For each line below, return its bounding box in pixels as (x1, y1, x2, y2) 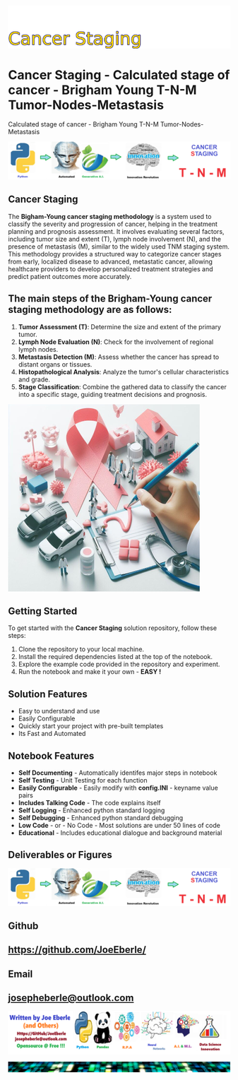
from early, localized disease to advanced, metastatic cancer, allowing (8, 257, 213, 266)
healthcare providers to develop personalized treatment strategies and (8, 264, 213, 273)
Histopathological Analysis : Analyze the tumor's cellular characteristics (18, 367, 229, 376)
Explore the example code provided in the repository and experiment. (18, 660, 220, 669)
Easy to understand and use (18, 707, 100, 716)
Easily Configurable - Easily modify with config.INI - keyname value (18, 783, 218, 793)
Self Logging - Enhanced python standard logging (18, 806, 165, 814)
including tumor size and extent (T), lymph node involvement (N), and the (8, 235, 222, 243)
